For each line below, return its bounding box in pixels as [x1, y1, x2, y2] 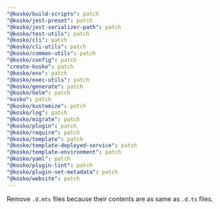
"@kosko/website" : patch [6, 175, 80, 182]
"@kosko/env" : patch [6, 69, 68, 77]
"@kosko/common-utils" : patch [6, 50, 97, 57]
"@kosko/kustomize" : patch [6, 103, 87, 110]
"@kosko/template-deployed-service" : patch [6, 142, 138, 149]
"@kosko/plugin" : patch [6, 122, 77, 130]
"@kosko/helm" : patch [6, 89, 71, 96]
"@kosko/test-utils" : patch [6, 30, 90, 38]
